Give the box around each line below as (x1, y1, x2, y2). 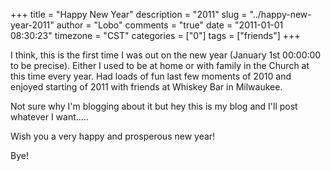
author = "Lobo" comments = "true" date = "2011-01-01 (56, 19, 284, 31)
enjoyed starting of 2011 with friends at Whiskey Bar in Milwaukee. (10, 81, 283, 93)
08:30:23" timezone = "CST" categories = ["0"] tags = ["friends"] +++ (10, 30, 301, 41)
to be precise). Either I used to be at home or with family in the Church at (10, 60, 310, 71)
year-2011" (10, 19, 55, 31)
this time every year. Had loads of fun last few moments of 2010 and (10, 70, 292, 82)
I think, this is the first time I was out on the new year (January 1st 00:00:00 (10, 49, 322, 61)
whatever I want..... (10, 111, 89, 123)
